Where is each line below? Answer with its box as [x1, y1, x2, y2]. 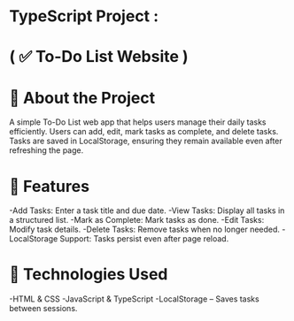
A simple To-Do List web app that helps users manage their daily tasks [9, 117, 267, 127]
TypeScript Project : [9, 6, 159, 27]
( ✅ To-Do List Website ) [9, 47, 189, 67]
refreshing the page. [9, 145, 84, 156]
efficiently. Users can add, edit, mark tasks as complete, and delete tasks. [9, 126, 279, 137]
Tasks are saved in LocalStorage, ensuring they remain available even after [9, 135, 283, 147]
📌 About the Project [9, 88, 156, 108]
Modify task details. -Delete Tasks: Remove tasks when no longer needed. [9, 224, 281, 235]
